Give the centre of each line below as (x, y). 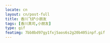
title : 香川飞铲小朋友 (26, 19)
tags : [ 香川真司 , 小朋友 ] (28, 23)
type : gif (15, 28)
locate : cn (16, 10)
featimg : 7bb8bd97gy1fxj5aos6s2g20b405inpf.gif (55, 33)
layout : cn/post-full (27, 14)
